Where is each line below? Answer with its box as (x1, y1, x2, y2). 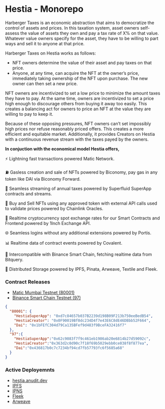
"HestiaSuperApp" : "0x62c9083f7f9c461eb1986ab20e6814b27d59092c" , (14, 336, 151, 342)
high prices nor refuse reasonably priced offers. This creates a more (5, 126, 144, 131)
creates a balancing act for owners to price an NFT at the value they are (5, 106, 151, 112)
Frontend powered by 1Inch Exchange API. (5, 220, 91, 226)
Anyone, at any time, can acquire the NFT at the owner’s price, (12, 70, 139, 76)
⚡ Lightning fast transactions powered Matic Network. (5, 156, 115, 161)
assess (5, 30, 20, 36)
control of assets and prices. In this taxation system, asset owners (5, 25, 139, 31)
